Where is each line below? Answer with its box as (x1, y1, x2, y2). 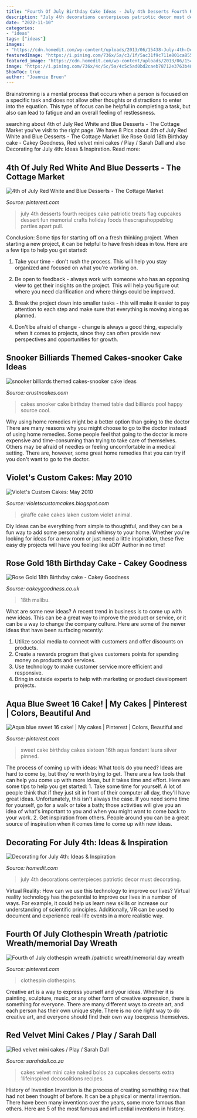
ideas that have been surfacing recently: (6, 627, 104, 634)
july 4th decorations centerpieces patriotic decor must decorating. (20, 876, 182, 883)
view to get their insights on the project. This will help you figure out (14, 282, 179, 289)
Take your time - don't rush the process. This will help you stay (14, 258, 167, 265)
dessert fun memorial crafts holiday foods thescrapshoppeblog (20, 216, 174, 223)
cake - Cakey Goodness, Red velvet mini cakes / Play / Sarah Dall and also (6, 139, 186, 146)
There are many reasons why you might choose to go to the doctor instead (6, 424, 186, 431)
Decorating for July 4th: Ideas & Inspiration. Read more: (6, 145, 141, 153)
